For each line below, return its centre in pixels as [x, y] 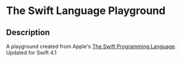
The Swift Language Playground [86, 11]
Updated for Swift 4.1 [31, 53]
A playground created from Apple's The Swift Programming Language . [91, 46]
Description [28, 32]
